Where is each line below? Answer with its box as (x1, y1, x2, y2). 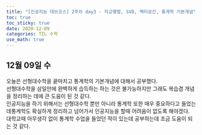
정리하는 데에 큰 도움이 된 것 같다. (12, 92, 92, 100)
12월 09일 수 (6, 61, 51, 71)
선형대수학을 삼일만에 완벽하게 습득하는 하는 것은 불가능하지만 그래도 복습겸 (6, 85, 184, 92)
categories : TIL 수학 (6, 31, 58, 37)
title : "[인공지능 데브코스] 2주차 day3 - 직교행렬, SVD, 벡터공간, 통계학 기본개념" (6, 8, 196, 15)
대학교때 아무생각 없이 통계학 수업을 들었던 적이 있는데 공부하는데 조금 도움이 (6, 115, 187, 122)
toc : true (6, 14, 31, 20)
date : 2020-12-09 (6, 25, 50, 32)
